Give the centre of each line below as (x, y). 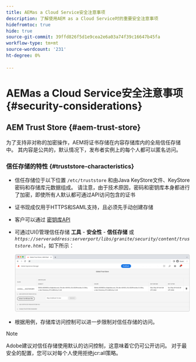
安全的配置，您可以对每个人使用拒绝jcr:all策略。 (64, 353)
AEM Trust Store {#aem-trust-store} (73, 128)
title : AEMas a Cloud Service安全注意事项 (56, 12)
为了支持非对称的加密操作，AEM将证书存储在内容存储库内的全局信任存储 (93, 142)
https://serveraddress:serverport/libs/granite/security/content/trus (102, 239)
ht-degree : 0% (23, 56)
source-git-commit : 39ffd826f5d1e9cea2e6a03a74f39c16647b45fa (83, 37)
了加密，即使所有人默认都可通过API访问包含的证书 (75, 194)
